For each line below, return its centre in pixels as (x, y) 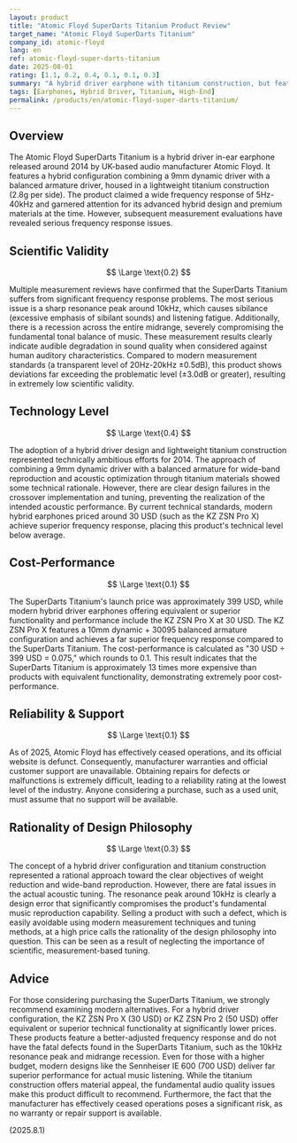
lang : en (25, 51)
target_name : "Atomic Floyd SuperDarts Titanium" (103, 34)
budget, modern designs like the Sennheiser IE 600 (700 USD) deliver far (142, 1066)
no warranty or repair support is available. (85, 1113)
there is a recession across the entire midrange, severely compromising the (147, 327)
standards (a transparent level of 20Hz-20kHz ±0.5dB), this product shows (146, 365)
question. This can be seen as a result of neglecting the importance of (137, 942)
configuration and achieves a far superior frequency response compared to (146, 638)
